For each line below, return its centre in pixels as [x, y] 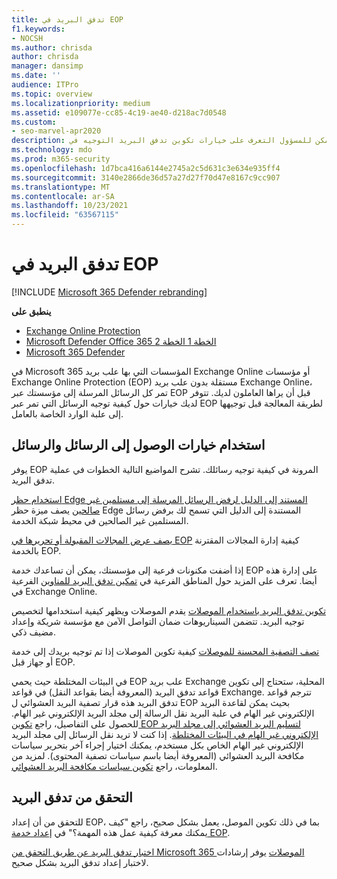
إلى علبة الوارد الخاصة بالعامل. [67, 413]
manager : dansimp [47, 66]
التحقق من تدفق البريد [72, 797]
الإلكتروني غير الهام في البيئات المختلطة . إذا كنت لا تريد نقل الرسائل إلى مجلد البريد [165, 734]
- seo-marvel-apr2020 [56, 131]
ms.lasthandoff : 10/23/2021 [70, 206]
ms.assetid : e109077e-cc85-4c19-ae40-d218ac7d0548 [119, 112]
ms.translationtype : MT [61, 187]
